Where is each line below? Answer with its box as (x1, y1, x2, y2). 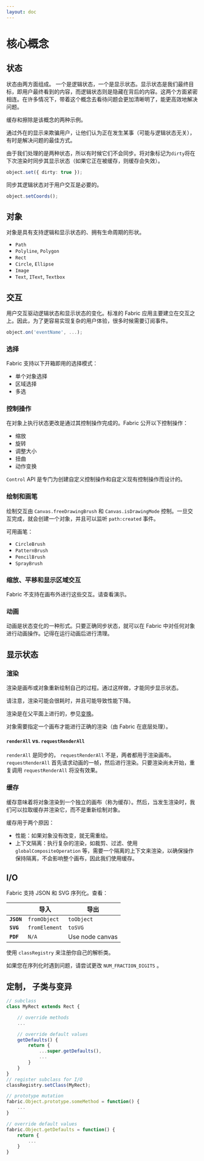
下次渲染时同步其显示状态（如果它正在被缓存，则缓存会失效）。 (6, 157, 163, 164)
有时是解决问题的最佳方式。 (6, 136, 76, 143)
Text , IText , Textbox (15, 273, 66, 280)
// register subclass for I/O (6, 1077, 83, 1083)
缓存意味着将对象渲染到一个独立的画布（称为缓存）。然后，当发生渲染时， (6, 798, 190, 805)
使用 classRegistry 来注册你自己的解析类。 (6, 949, 114, 956)
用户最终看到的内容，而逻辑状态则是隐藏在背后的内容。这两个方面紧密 (22, 88, 198, 95)
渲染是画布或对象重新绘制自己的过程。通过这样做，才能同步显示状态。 (6, 684, 182, 692)
